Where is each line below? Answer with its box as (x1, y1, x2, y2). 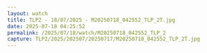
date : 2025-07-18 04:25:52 (7, 23, 85, 30)
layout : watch (7, 10, 49, 17)
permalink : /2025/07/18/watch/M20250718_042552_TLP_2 (7, 29, 167, 36)
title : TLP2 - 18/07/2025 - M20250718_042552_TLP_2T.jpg (7, 17, 176, 23)
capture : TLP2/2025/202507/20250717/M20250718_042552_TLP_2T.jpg (7, 36, 200, 43)
